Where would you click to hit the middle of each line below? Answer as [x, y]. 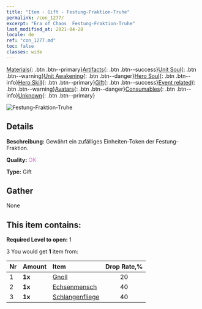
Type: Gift [19, 172]
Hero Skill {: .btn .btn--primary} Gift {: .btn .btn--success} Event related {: [107, 82]
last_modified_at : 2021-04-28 [45, 29]
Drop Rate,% [124, 267]
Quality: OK [21, 159]
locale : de [20, 35]
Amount [35, 267]
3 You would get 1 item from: [42, 251]
